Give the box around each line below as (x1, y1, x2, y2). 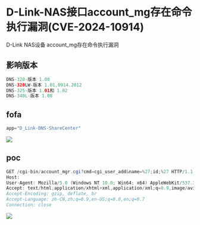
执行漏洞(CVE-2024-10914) (6, 20, 145, 34)
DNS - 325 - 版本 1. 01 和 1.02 (6, 87, 68, 93)
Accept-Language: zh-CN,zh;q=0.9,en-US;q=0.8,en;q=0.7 (6, 196, 145, 202)
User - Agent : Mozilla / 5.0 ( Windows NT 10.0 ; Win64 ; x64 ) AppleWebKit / (6, 180, 183, 186)
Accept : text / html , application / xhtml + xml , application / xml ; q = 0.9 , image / (6, 185, 187, 191)
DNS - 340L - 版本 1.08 (6, 93, 53, 99)
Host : (6, 174, 20, 180)
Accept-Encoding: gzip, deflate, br (6, 191, 97, 197)
